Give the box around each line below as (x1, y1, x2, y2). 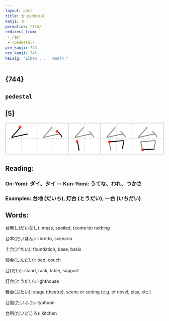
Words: (5, 211, 29, 220)
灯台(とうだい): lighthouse (5, 278, 59, 284)
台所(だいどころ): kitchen (5, 310, 57, 316)
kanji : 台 (5, 19, 25, 24)
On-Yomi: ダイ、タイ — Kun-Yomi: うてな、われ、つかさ (5, 180, 142, 187)
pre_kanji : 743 (5, 45, 37, 50)
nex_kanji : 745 (5, 50, 37, 55)
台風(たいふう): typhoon (5, 299, 55, 305)
